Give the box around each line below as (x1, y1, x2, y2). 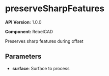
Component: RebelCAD (5, 28, 53, 34)
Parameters (5, 52, 42, 61)
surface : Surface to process (12, 65, 70, 71)
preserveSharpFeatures (5, 3, 105, 14)
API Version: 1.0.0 (5, 19, 42, 25)
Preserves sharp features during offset (5, 38, 83, 44)
